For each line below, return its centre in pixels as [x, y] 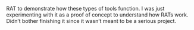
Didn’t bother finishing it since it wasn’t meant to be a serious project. [91, 21]
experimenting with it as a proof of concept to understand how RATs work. [97, 15]
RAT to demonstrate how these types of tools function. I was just [85, 9]
